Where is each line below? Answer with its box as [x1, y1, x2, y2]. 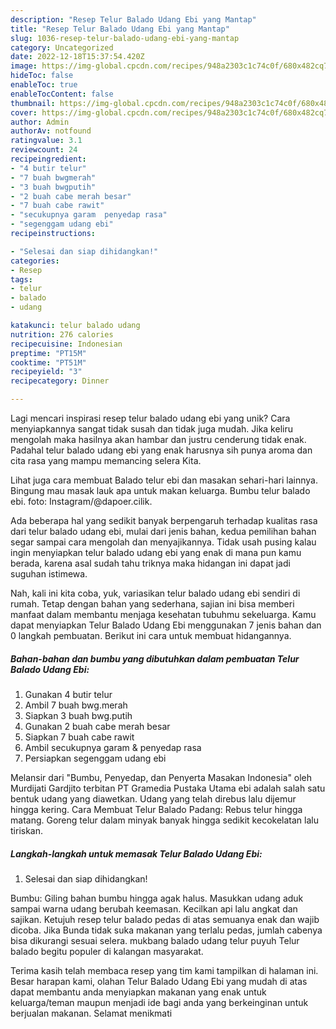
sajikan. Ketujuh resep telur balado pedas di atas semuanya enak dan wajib [10, 913, 320, 925]
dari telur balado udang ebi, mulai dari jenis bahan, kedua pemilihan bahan [10, 526, 317, 537]
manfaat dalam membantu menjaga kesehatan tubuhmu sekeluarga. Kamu [10, 609, 317, 620]
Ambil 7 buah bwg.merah [24, 699, 128, 711]
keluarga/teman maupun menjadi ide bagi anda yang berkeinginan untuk [10, 996, 309, 1008]
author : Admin [10, 117, 70, 127]
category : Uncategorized [10, 42, 114, 53]
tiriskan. [10, 824, 44, 836]
